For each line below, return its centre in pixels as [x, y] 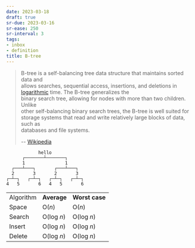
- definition [22, 51]
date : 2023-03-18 [28, 12]
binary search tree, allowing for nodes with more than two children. [103, 98]
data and [32, 79]
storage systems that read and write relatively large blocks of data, [103, 117]
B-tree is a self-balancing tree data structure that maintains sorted [102, 73]
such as [30, 123]
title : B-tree [24, 56]
